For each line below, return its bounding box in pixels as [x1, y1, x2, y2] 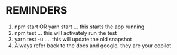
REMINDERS [5, 4, 68, 17]
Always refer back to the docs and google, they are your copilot [14, 42, 172, 49]
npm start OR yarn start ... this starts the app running [14, 23, 145, 30]
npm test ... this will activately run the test [14, 29, 117, 36]
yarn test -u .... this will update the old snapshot [14, 35, 132, 43]
